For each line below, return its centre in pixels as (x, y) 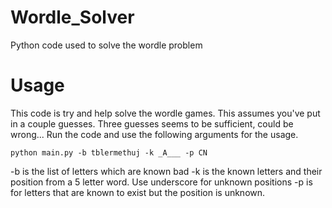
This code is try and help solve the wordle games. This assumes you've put (165, 113)
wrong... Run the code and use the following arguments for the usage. (154, 134)
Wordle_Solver (72, 17)
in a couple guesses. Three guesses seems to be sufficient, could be (152, 123)
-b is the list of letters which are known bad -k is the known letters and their (166, 171)
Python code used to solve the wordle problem (106, 45)
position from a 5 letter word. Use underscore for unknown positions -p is (161, 182)
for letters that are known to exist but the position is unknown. (138, 192)
